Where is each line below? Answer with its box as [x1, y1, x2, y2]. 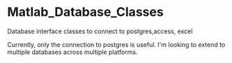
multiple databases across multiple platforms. [7, 48, 138, 56]
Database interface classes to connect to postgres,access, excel [7, 27, 193, 35]
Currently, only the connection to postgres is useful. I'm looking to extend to [7, 40, 226, 48]
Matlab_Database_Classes [7, 4, 164, 20]
